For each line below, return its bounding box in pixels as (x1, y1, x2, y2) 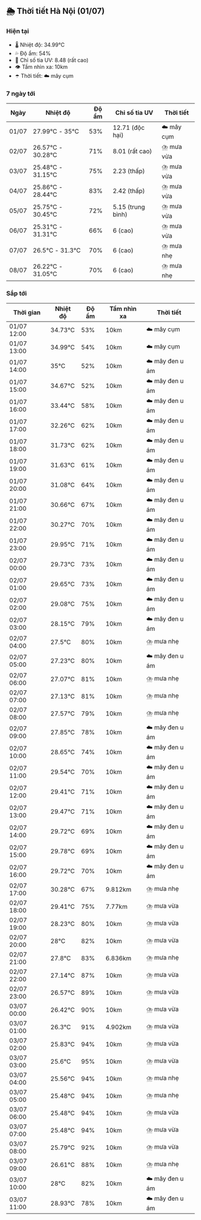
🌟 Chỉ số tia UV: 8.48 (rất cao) (14, 56, 89, 63)
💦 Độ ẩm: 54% (14, 50, 51, 57)
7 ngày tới (6, 89, 36, 98)
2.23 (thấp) (112, 167, 145, 175)
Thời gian (13, 308, 41, 317)
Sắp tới (6, 289, 27, 298)
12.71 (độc (112, 123, 145, 132)
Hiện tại (6, 27, 29, 35)
